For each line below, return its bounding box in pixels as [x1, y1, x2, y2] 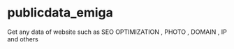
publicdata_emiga [7, 5, 114, 21]
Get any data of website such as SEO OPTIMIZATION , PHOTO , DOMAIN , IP [7, 28, 227, 36]
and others [7, 35, 38, 43]
